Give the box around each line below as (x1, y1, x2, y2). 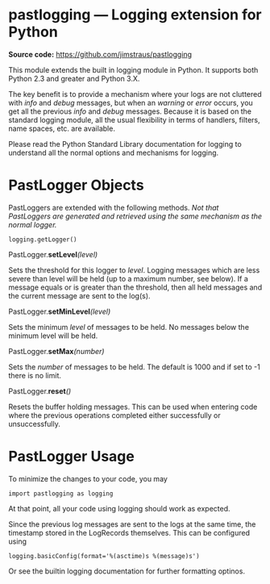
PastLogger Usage (8, 448, 135, 465)
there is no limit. (8, 370, 62, 380)
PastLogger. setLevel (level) (8, 249, 98, 259)
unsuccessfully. (8, 419, 60, 428)
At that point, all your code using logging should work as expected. (8, 503, 231, 513)
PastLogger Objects (8, 176, 144, 194)
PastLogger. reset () (8, 386, 72, 396)
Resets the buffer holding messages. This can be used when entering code (8, 402, 258, 411)
